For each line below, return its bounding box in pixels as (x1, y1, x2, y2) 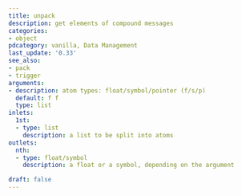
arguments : (8, 79, 45, 87)
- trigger (8, 71, 42, 80)
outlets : (8, 138, 38, 147)
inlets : (8, 109, 34, 117)
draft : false (8, 176, 52, 184)
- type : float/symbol (15, 153, 88, 161)
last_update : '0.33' (8, 49, 78, 57)
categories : (8, 27, 48, 35)
